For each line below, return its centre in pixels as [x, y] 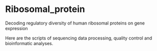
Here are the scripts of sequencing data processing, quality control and [79, 38]
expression [17, 28]
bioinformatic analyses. [29, 43]
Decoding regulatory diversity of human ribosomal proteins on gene [75, 23]
